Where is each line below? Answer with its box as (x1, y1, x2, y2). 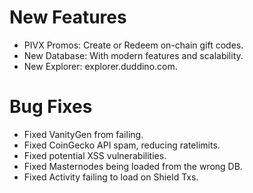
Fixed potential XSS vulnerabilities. (23, 149, 167, 161)
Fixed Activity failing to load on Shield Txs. (23, 171, 199, 183)
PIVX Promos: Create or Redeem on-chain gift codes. (23, 39, 244, 51)
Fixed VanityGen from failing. (23, 128, 144, 140)
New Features (9, 6, 127, 29)
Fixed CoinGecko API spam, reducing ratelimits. (23, 139, 221, 151)
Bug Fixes (9, 96, 93, 118)
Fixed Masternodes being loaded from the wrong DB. (23, 160, 243, 172)
